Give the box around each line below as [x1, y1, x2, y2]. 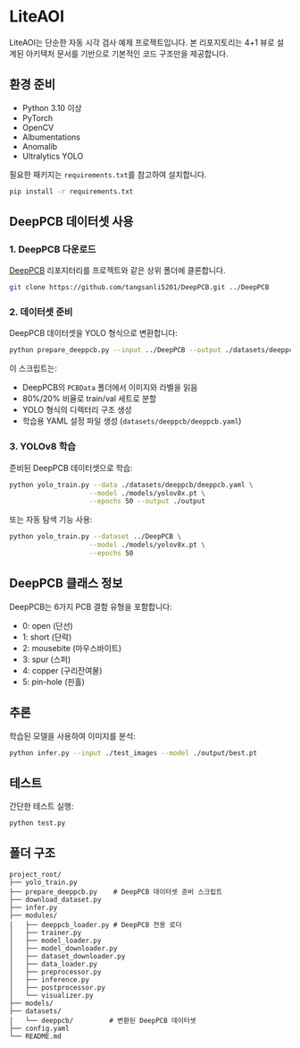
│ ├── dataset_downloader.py [9, 951, 126, 960]
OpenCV [21, 122, 54, 133]
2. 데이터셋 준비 [9, 306, 73, 319]
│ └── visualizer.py [9, 991, 94, 1000]
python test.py [9, 819, 66, 828]
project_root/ [9, 870, 62, 879]
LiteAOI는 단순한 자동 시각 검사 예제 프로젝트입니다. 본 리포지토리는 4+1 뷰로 [9, 37, 275, 47]
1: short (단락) [21, 631, 72, 642]
